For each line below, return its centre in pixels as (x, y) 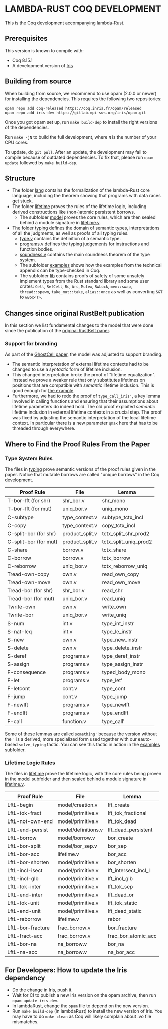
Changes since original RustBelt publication (75, 313)
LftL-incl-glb (23, 879)
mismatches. (25, 1022)
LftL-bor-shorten (28, 862)
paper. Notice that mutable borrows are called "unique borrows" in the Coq (82, 475)
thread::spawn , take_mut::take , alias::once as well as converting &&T (91, 292)
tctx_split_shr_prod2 (126, 534)
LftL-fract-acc (25, 936)
